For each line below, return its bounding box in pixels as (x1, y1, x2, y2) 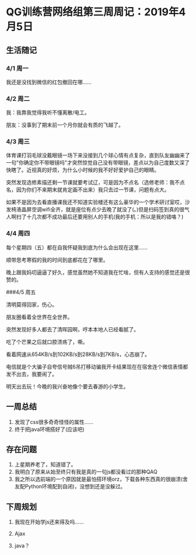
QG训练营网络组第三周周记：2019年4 (6, 5, 186, 19)
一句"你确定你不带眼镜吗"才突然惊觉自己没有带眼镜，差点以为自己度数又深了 (6, 159, 190, 166)
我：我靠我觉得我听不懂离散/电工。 (6, 109, 90, 116)
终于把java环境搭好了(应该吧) (14, 426, 85, 433)
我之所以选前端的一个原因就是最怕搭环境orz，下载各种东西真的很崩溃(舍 (14, 475, 188, 483)
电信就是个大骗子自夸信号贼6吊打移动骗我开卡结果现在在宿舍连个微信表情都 (6, 363, 188, 370)
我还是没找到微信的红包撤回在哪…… (6, 78, 92, 85)
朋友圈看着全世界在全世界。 (6, 313, 73, 320)
